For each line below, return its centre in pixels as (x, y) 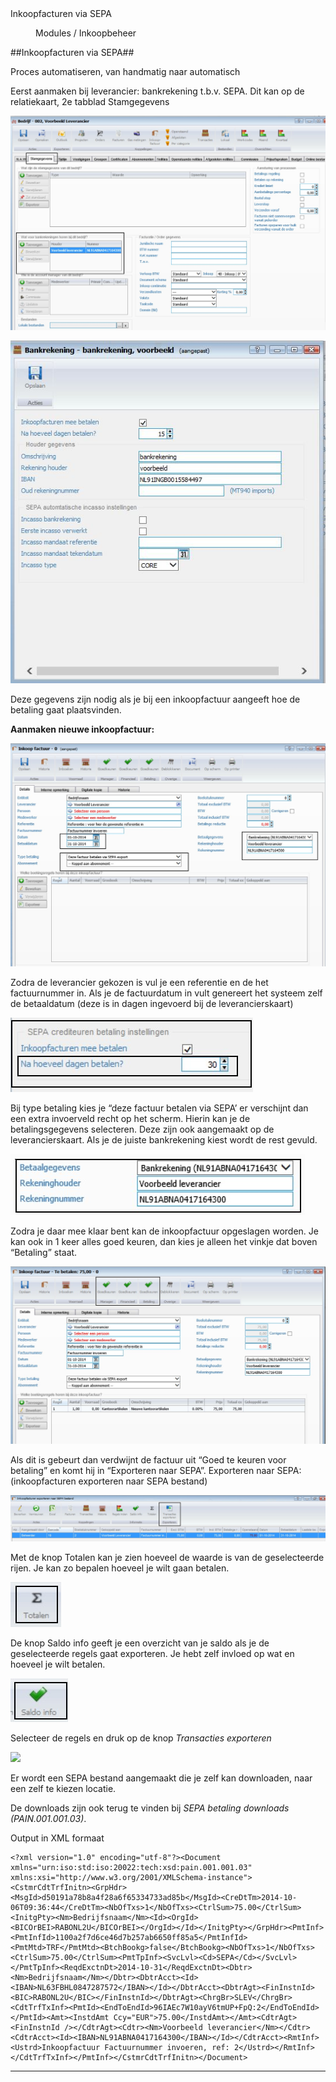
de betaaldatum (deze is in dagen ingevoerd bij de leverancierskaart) (152, 1004)
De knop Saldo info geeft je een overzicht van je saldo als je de (140, 1643)
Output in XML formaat (57, 1838)
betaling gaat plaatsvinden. (66, 710)
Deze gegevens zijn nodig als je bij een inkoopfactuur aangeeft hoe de (155, 699)
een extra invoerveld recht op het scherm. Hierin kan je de (130, 1119)
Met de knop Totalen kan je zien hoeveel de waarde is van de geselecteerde (167, 1557)
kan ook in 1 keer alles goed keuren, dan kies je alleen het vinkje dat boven (164, 1242)
